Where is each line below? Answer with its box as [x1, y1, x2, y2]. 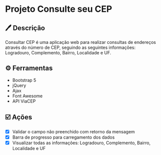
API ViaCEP [12, 98, 36, 104]
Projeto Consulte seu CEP [5, 3, 113, 15]
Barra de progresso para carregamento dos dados [12, 134, 115, 140]
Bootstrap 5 [12, 77, 37, 83]
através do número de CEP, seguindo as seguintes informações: [5, 44, 136, 50]
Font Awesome [12, 93, 43, 99]
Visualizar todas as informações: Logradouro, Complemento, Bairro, [12, 140, 151, 146]
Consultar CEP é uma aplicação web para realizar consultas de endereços [5, 39, 157, 45]
